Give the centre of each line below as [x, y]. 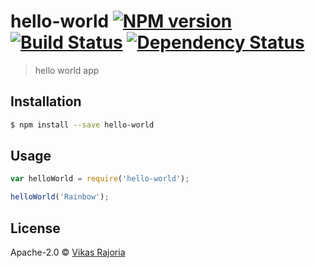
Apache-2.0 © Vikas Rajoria [68, 252]
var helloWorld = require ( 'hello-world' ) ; [100, 179]
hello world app [67, 70]
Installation [46, 101]
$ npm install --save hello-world [82, 125]
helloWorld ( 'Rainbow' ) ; [60, 197]
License [35, 228]
